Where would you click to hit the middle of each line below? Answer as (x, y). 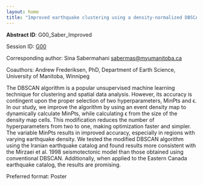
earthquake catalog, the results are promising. (64, 165)
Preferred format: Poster (37, 176)
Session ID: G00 (26, 46)
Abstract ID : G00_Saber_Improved (49, 34)
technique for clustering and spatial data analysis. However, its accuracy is (99, 94)
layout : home (23, 12)
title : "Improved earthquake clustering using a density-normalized (94, 17)
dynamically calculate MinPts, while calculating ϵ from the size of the (92, 113)
